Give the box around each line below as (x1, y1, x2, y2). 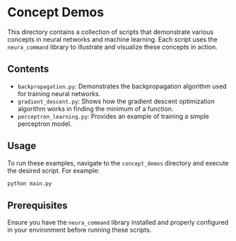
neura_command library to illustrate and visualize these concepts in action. (7, 42, 218, 51)
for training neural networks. (17, 89, 101, 98)
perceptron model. (17, 119, 72, 128)
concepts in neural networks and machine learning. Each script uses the (7, 35, 218, 43)
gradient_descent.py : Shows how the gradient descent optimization (17, 97, 216, 105)
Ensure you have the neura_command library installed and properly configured (7, 218, 229, 227)
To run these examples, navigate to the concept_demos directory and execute (7, 158, 229, 167)
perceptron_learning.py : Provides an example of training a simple (17, 112, 210, 120)
